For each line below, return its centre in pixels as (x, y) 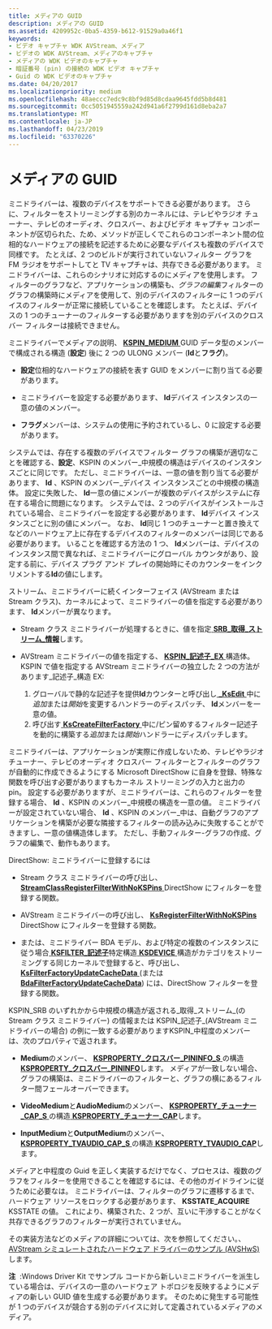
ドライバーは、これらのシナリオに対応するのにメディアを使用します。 (132, 274)
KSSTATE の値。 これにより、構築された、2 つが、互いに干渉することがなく (136, 1211)
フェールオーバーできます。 (88, 1088)
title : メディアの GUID (45, 16)
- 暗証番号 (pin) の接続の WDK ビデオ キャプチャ (84, 69)
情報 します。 (66, 639)
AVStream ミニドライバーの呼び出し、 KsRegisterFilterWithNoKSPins (138, 915)
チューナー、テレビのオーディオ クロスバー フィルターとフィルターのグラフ (135, 762)
